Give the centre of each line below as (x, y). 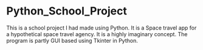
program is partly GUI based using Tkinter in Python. (72, 40)
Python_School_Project (67, 11)
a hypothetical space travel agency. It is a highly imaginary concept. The (97, 34)
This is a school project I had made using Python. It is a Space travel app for (101, 28)
